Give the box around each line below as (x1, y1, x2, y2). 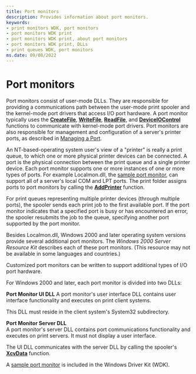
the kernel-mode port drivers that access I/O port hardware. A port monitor (6, 109, 188, 116)
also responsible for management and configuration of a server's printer (6, 128, 181, 135)
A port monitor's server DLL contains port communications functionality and (6, 326, 191, 333)
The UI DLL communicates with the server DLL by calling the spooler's (6, 343, 177, 350)
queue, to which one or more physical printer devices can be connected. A (6, 152, 187, 159)
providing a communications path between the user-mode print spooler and (6, 103, 190, 111)
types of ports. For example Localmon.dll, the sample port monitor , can (6, 171, 178, 178)
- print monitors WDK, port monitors (6, 25, 99, 31)
